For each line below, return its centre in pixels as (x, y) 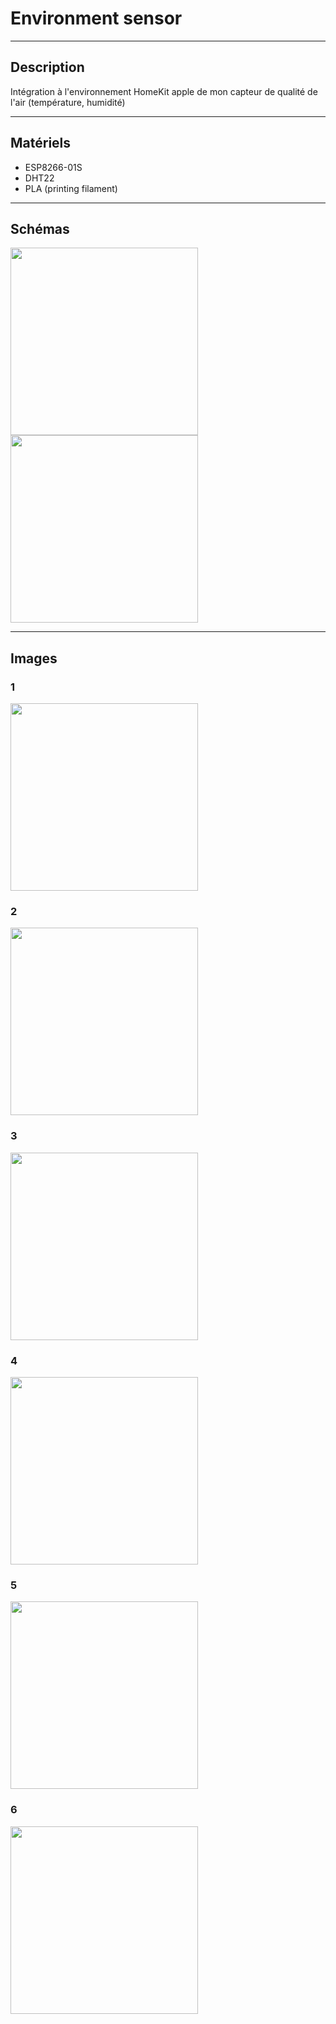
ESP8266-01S (53, 167)
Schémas (40, 228)
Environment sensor (96, 18)
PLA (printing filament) (71, 188)
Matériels (41, 143)
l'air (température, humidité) (68, 102)
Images (34, 658)
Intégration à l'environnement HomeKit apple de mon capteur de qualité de (164, 91)
